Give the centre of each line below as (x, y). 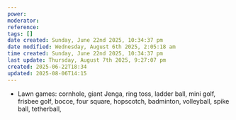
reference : (23, 27)
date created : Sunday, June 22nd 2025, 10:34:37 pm (85, 40)
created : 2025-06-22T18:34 (47, 67)
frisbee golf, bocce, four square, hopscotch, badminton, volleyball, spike (123, 101)
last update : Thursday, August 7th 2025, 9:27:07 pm (87, 60)
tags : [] (20, 34)
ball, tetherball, (39, 109)
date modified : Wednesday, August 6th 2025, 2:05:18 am (91, 47)
